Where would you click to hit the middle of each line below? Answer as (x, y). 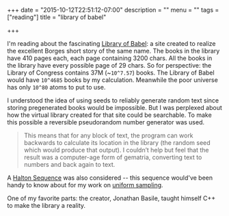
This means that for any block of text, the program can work (108, 135)
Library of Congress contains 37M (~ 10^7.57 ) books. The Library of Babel (111, 72)
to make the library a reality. (46, 205)
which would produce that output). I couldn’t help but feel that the (116, 150)
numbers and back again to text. (69, 164)
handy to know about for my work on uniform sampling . (85, 185)
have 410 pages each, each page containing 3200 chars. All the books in (110, 58)
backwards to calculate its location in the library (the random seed (117, 143)
